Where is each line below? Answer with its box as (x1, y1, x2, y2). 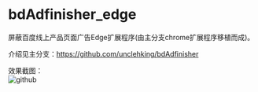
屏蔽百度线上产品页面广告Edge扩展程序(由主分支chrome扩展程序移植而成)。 (8, 32, 255, 42)
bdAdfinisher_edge (8, 6, 137, 24)
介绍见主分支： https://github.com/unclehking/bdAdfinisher (8, 49, 199, 58)
